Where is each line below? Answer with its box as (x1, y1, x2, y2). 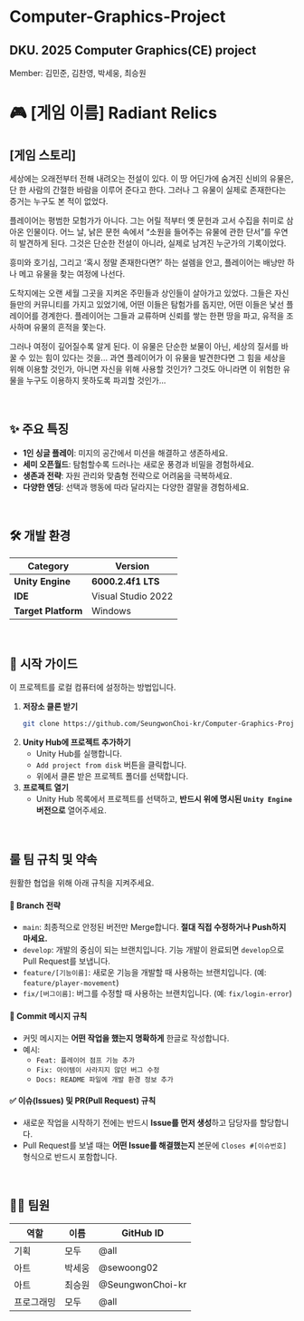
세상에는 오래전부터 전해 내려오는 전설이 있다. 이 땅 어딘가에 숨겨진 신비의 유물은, (9, 173, 294, 183)
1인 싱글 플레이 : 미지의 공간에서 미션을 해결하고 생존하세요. (22, 447, 229, 458)
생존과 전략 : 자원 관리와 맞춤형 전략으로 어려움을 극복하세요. (22, 470, 233, 481)
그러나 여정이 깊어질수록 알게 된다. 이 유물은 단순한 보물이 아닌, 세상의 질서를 (9, 341, 280, 351)
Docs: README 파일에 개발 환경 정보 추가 (35, 1075, 174, 1084)
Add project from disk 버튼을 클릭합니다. (35, 759, 187, 770)
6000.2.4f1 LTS (91, 574, 160, 587)
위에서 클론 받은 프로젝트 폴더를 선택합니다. (35, 771, 189, 782)
